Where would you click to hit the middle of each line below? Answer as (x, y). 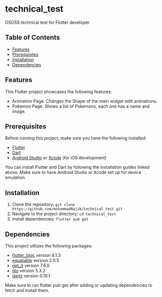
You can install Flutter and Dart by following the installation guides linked (77, 167)
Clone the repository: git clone (43, 204)
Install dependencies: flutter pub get (50, 219)
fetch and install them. (27, 290)
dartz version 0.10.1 (31, 276)
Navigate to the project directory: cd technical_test (64, 214)
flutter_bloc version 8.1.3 (36, 255)
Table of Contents (33, 38)
